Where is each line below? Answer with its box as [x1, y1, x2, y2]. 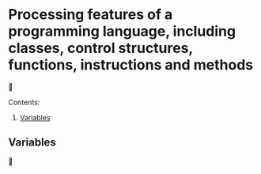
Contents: [8, 97, 40, 107]
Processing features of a [8, 6, 173, 24]
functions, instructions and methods [8, 56, 254, 74]
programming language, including [8, 22, 236, 40]
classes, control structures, [8, 40, 194, 57]
